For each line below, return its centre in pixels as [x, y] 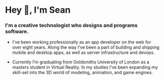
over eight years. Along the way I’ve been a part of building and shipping [86, 47]
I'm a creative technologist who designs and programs [71, 26]
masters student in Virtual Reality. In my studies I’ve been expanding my [85, 67]
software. [17, 31]
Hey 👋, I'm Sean [38, 10]
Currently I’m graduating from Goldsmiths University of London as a [81, 62]
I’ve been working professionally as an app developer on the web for [82, 42]
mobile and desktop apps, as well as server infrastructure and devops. [83, 53]
